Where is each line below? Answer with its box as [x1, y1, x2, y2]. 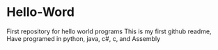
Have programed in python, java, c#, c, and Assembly [6, 34, 161, 42]
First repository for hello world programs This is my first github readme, [6, 27, 212, 35]
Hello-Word [6, 4, 75, 20]
